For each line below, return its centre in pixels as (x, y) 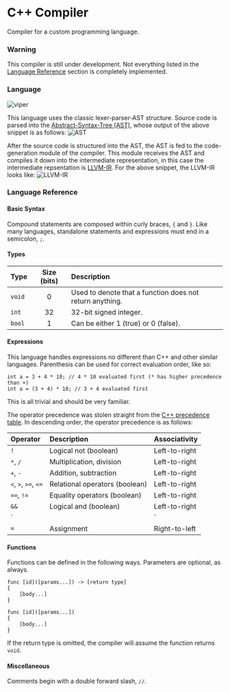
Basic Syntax (26, 209)
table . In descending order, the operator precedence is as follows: (100, 422)
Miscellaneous (28, 666)
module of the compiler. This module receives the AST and (122, 153)
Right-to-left (175, 529)
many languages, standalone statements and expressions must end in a (108, 231)
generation (22, 153)
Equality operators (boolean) (95, 495)
